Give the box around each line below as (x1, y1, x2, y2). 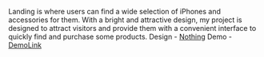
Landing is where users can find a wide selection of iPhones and (8, 7, 222, 16)
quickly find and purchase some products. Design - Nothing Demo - (8, 32, 233, 41)
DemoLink (8, 40, 42, 50)
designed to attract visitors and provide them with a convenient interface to (8, 24, 257, 32)
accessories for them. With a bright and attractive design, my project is (8, 15, 242, 25)
